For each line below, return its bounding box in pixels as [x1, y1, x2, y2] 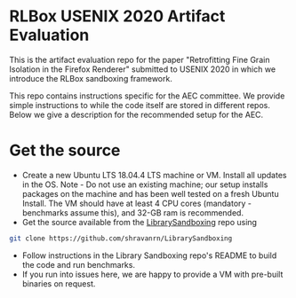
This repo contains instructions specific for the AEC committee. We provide [9, 90, 285, 101]
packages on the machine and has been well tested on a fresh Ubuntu [21, 188, 279, 199]
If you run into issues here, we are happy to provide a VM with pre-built [21, 269, 284, 279]
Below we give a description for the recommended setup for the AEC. [9, 109, 264, 120]
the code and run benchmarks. [21, 259, 136, 270]
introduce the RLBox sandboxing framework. [9, 73, 173, 83]
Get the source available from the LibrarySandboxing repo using [21, 216, 258, 227]
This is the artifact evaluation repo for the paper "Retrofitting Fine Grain [9, 54, 270, 65]
